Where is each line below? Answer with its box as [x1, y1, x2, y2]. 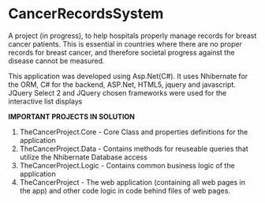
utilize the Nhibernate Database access [19, 152, 147, 162]
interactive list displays [8, 96, 83, 106]
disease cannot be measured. [8, 56, 105, 66]
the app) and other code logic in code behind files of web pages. [19, 186, 231, 195]
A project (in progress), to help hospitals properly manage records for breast [8, 31, 257, 40]
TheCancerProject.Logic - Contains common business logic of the [19, 160, 235, 170]
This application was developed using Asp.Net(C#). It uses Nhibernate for [8, 71, 248, 81]
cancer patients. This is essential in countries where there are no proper [8, 39, 242, 48]
